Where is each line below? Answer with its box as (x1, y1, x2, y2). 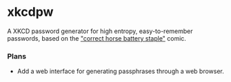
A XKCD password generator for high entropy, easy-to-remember (7, 27, 193, 35)
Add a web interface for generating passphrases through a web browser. (17, 67, 224, 76)
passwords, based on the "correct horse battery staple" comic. (7, 34, 186, 42)
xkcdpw (7, 4, 54, 20)
